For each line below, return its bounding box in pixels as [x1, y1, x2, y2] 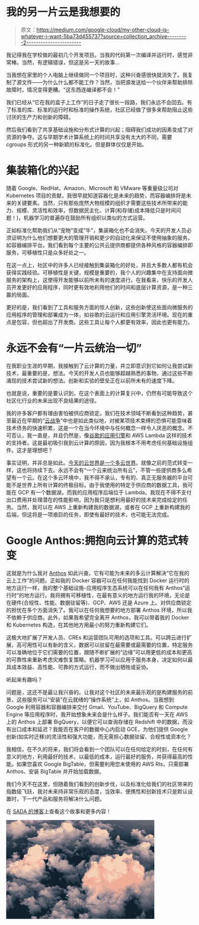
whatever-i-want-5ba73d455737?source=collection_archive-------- [20, 33, 187, 40]
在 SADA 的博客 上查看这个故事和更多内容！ [6, 808, 111, 815]
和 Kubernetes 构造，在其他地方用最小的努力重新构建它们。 [6, 621, 152, 628]
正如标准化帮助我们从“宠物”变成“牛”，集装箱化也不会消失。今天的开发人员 [6, 226, 187, 234]
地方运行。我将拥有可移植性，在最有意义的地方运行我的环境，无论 [24, 592, 185, 599]
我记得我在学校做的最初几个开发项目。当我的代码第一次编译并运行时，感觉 [6, 51, 188, 58]
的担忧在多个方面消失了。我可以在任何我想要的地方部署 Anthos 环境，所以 [6, 606, 188, 614]
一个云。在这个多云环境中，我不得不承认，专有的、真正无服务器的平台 [16, 474, 188, 481]
